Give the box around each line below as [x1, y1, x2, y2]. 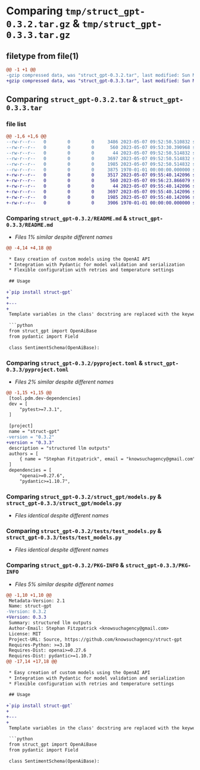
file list [6, 120, 27, 128]
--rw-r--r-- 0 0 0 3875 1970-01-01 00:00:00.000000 [6, 167, 190, 173]
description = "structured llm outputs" [8, 445, 111, 451]
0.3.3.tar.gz [6, 30, 70, 41]
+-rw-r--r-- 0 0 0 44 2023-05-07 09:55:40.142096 [6, 183, 190, 189]
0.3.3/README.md [6, 222, 54, 228]
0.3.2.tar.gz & [6, 17, 80, 30]
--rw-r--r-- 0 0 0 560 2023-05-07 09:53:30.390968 [6, 145, 190, 151]
